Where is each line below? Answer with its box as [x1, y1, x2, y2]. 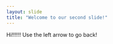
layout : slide [6, 8, 43, 15]
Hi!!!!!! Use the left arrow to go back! [6, 31, 98, 38]
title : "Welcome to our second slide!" [6, 14, 108, 20]
